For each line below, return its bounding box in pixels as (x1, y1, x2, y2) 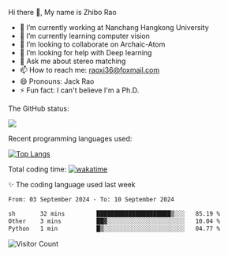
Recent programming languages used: (8, 134, 133, 143)
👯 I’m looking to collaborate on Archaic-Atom (19, 40, 166, 49)
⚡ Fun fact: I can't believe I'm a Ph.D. (19, 85, 140, 95)
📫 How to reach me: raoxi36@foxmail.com (19, 66, 160, 74)
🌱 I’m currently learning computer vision (19, 32, 150, 40)
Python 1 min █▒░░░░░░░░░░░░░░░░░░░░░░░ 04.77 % (8, 224, 221, 232)
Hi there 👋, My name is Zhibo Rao (8, 8, 117, 17)
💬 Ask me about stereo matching (19, 56, 126, 66)
